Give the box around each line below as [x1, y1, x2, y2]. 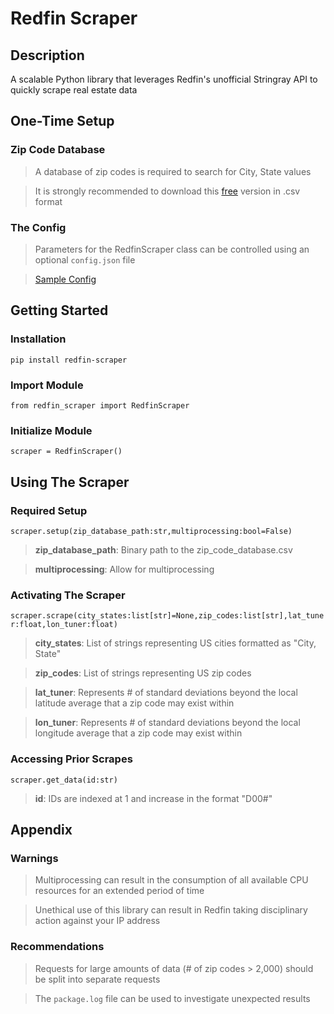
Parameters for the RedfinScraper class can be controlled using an [34, 243, 310, 255]
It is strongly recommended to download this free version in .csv [34, 185, 301, 197]
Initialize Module [10, 423, 93, 437]
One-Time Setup [10, 113, 115, 130]
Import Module [10, 378, 84, 392]
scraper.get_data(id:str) [10, 775, 118, 785]
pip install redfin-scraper [10, 355, 128, 365]
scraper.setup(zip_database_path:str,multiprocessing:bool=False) [10, 526, 293, 536]
